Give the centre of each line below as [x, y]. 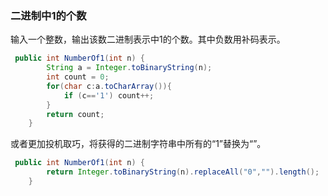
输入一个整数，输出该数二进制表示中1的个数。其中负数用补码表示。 [148, 39]
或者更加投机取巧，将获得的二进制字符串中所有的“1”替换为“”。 [138, 144]
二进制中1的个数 [48, 15]
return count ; [75, 114]
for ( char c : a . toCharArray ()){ [109, 86]
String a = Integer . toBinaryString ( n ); [129, 68]
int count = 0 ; [78, 77]
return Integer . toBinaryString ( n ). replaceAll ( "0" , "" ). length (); [183, 172]
